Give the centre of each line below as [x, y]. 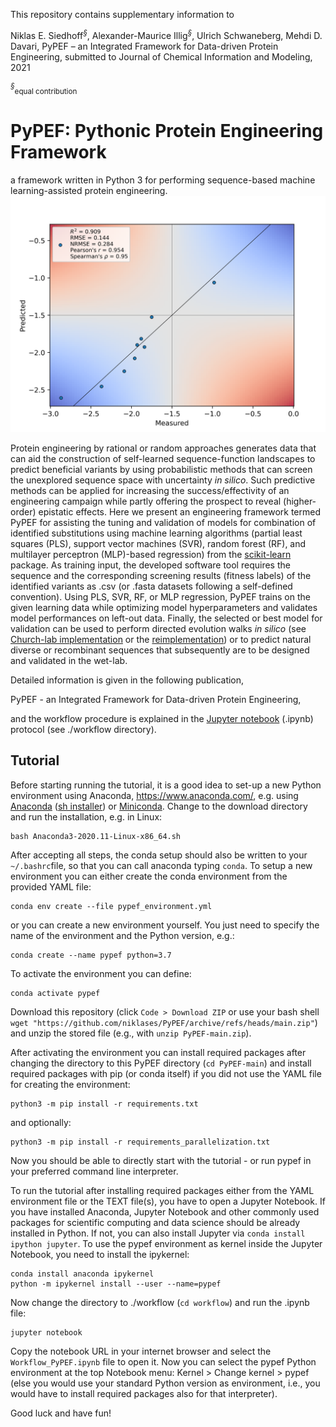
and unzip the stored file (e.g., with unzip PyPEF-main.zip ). [131, 1033]
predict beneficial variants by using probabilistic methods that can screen [161, 470]
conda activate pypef [55, 993]
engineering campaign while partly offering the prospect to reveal [146, 501]
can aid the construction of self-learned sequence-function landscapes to [163, 459]
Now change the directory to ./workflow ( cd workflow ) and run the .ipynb [160, 1302]
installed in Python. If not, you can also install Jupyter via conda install [158, 1233]
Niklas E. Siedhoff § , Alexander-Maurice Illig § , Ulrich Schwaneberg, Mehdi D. [166, 34]
